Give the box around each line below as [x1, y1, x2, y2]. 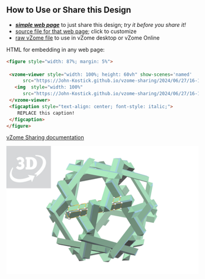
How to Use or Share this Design [6, 5, 131, 15]
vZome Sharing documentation [6, 134, 84, 141]
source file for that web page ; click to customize [15, 27, 137, 35]
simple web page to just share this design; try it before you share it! [15, 21, 186, 28]
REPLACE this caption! [17, 110, 75, 116]
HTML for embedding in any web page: [6, 46, 105, 53]
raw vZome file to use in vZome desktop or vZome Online [15, 34, 160, 42]
